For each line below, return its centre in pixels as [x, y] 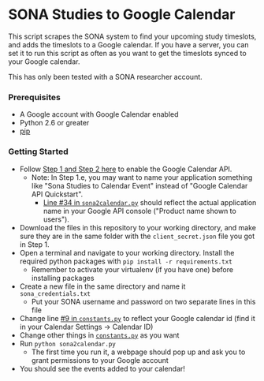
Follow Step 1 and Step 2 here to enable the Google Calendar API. [126, 169]
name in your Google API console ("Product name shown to [139, 211]
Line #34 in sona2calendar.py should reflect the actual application [150, 202]
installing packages [63, 278]
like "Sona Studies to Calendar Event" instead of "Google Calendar [139, 185]
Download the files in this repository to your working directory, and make [138, 227]
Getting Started [38, 151]
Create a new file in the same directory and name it [102, 286]
